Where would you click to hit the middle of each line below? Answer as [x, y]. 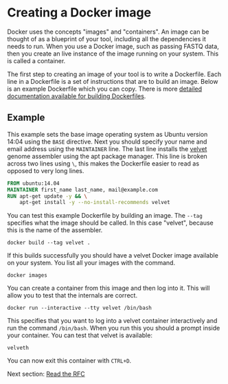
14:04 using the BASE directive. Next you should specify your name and [107, 142]
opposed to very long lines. [46, 170]
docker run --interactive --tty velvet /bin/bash [80, 308]
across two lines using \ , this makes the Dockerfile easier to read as [103, 163]
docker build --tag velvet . [49, 243]
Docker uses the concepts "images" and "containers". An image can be [108, 32]
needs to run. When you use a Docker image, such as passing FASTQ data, [113, 46]
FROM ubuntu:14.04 [33, 183]
